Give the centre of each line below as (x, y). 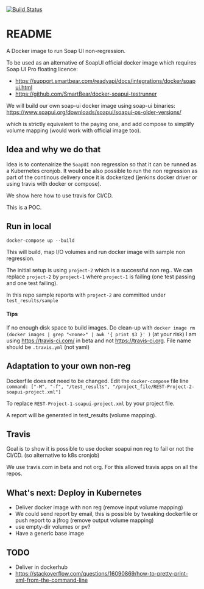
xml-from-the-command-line (51, 580)
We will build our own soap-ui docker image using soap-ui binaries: (91, 105)
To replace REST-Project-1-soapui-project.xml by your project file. (90, 403)
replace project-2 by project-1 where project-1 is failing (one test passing (101, 277)
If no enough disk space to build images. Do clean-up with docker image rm (101, 327)
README (29, 34)
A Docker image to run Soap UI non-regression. (66, 51)
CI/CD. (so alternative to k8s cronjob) (53, 455)
